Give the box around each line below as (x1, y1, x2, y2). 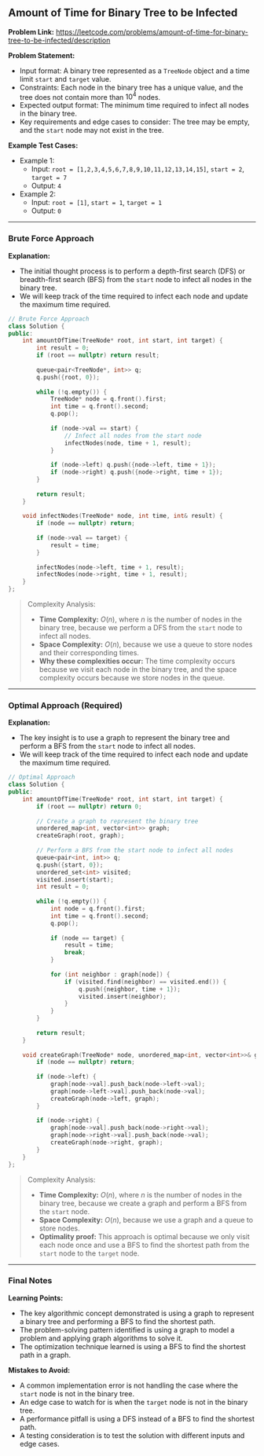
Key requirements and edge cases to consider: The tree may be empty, (19, 117, 250, 127)
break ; (64, 948, 86, 957)
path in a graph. (19, 1350, 71, 1359)
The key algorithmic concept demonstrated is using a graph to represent (19, 1308, 255, 1318)
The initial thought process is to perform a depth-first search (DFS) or (19, 266, 245, 276)
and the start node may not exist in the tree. (19, 126, 164, 135)
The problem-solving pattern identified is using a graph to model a (19, 1325, 235, 1334)
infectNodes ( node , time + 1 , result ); (64, 439, 192, 447)
